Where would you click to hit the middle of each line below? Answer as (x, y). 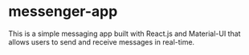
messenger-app (63, 12)
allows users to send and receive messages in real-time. (102, 41)
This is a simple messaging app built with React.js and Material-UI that (124, 33)
